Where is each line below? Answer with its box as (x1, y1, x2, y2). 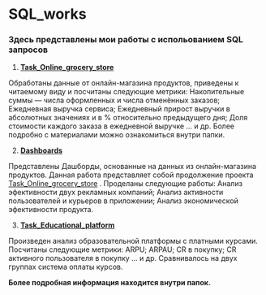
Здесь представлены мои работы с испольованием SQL (8, 34, 243, 46)
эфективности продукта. (8, 205, 94, 215)
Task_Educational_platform (19, 220, 115, 230)
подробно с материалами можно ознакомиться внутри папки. (8, 130, 225, 140)
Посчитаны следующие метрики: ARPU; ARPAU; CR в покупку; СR (8, 245, 237, 254)
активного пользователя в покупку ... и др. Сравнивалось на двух (8, 254, 238, 263)
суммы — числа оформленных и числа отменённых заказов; (8, 95, 221, 106)
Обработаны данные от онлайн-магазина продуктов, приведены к (8, 78, 239, 88)
